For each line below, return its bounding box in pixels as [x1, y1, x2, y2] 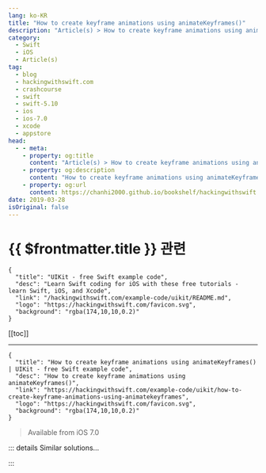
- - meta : [15, 144, 47, 152]
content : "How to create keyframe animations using [28, 174, 203, 182]
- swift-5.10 [15, 100, 59, 108]
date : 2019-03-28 [8, 196, 66, 204]
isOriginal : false [8, 203, 69, 211]
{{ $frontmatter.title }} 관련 [8, 239, 186, 257]
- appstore [15, 129, 51, 137]
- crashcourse [15, 85, 62, 93]
